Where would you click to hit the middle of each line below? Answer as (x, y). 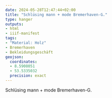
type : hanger (19, 19)
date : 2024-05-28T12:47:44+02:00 (41, 10)
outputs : (14, 24)
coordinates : (24, 62)
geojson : (14, 57)
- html (12, 29)
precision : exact (28, 76)
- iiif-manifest (22, 33)
